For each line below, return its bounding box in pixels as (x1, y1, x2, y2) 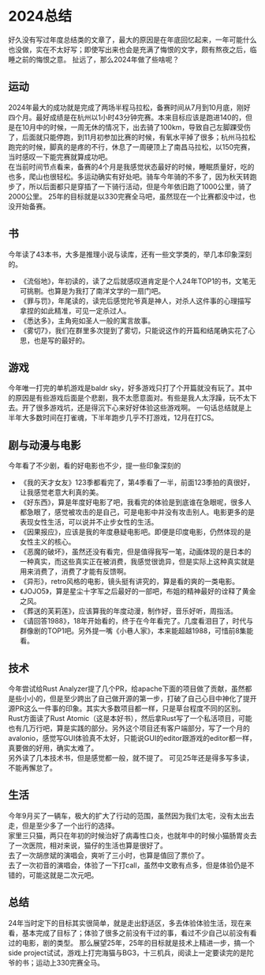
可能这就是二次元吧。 (28, 870, 99, 879)
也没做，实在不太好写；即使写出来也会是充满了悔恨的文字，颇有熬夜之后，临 (8, 44, 257, 54)
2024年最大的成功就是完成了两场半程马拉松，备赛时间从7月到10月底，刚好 (8, 102, 251, 112)
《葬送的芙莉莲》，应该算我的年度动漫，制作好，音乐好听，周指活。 (19, 606, 238, 616)
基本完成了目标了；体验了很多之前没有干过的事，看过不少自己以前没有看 (21, 928, 257, 938)
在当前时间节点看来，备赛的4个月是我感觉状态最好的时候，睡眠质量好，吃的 (8, 161, 255, 171)
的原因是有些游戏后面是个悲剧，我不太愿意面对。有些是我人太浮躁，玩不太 (8, 393, 250, 403)
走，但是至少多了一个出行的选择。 (8, 821, 119, 830)
